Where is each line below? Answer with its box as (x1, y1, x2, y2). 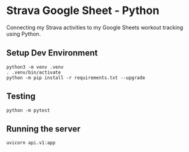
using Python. (6, 30, 41, 37)
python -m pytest (6, 107, 50, 113)
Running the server (6, 123, 81, 134)
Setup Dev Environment (6, 48, 98, 58)
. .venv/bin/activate (6, 69, 61, 75)
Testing (6, 91, 36, 102)
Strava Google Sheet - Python (6, 4, 160, 18)
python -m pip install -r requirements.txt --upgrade (6, 74, 146, 81)
